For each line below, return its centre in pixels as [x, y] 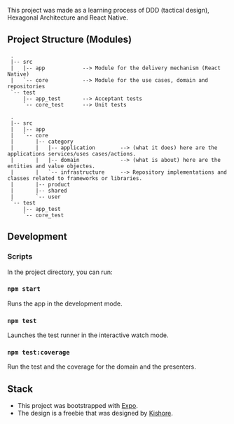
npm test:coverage [39, 353]
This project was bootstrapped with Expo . [77, 406]
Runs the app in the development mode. [65, 303]
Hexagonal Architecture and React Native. [68, 18]
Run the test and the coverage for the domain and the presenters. [102, 367]
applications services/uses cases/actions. [72, 153]
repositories [26, 86]
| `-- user [35, 197]
